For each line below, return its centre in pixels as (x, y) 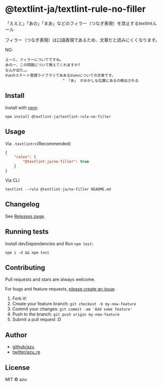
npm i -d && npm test (27, 253)
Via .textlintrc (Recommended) (38, 143)
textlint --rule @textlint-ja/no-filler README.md (58, 189)
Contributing (25, 268)
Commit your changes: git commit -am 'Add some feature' (72, 309)
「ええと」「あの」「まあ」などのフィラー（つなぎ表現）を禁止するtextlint (79, 23)
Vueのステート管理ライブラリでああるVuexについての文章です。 (60, 75)
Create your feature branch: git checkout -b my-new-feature (74, 304)
